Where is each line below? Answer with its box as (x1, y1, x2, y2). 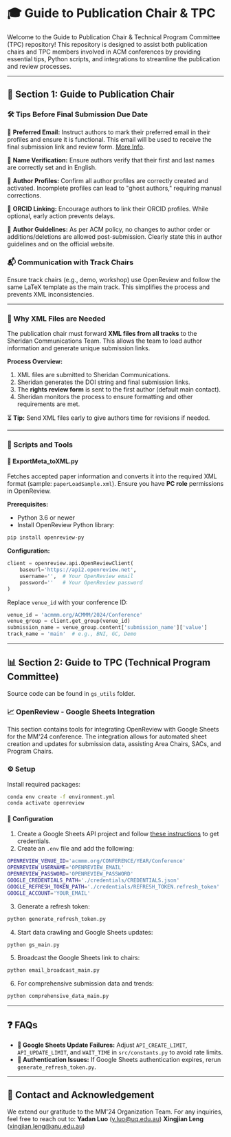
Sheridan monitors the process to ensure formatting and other (16, 393, 193, 401)
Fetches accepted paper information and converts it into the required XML (7, 472, 218, 480)
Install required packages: (7, 780, 81, 788)
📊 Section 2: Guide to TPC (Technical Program (7, 657, 211, 668)
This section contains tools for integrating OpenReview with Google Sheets (7, 725, 219, 734)
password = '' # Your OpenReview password (19, 579, 143, 586)
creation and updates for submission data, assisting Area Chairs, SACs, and (7, 740, 221, 748)
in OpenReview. (7, 487, 52, 496)
